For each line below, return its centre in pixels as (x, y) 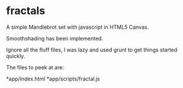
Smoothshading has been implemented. (55, 38)
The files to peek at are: (35, 67)
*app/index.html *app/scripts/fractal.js (53, 79)
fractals (26, 11)
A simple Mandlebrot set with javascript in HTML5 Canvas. (78, 27)
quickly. (16, 56)
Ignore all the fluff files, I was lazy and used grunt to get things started (92, 50)
